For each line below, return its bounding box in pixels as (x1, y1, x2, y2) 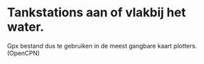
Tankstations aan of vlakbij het (7, 5, 186, 20)
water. (7, 19, 45, 35)
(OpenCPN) (7, 49, 40, 57)
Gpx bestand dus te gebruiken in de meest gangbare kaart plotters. (7, 42, 197, 50)
